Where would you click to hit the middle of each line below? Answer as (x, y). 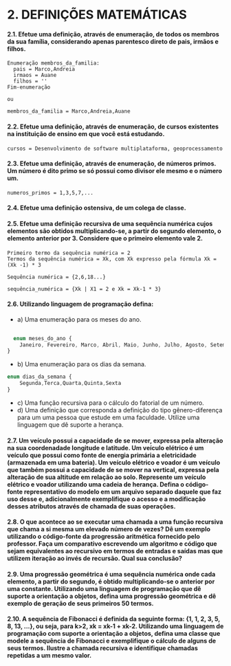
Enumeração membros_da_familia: (53, 63)
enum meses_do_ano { (43, 338)
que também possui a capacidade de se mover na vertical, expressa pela (113, 469)
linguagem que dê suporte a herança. (70, 424)
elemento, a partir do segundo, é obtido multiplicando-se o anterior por (111, 581)
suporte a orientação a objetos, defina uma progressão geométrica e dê (112, 596)
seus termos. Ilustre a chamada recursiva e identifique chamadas (102, 648)
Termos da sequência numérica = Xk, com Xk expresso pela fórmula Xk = (112, 259)
